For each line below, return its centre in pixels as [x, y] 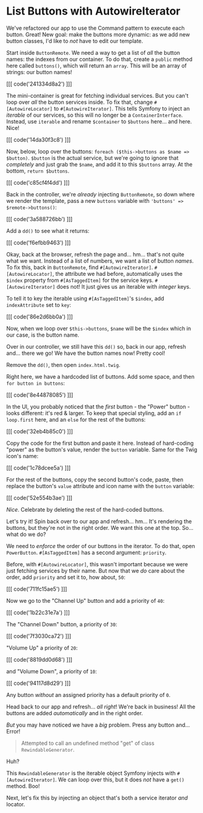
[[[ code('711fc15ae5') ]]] [37, 589]
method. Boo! [23, 786]
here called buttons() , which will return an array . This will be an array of [96, 66]
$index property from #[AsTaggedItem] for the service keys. [80, 280]
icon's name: [22, 456]
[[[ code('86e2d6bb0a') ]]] [40, 317]
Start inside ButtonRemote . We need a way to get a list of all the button [93, 52]
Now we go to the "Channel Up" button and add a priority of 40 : [85, 600]
